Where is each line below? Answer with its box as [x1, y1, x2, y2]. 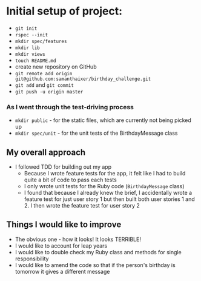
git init [15, 25, 38, 32]
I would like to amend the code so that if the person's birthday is [15, 261, 176, 268]
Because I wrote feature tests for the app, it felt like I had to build [24, 170, 186, 177]
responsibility [15, 255, 49, 262]
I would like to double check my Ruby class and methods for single [15, 248, 182, 256]
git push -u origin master [15, 89, 84, 95]
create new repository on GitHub [15, 63, 97, 70]
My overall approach [6, 147, 86, 157]
